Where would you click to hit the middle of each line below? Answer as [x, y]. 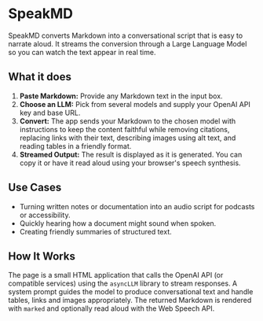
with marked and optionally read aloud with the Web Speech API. [111, 308]
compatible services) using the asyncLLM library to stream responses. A [123, 283]
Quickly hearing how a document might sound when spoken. [118, 223]
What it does [40, 77]
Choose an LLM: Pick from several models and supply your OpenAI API [135, 104]
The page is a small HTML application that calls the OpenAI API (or [116, 275]
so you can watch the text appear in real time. [82, 52]
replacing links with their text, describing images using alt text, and [128, 138]
